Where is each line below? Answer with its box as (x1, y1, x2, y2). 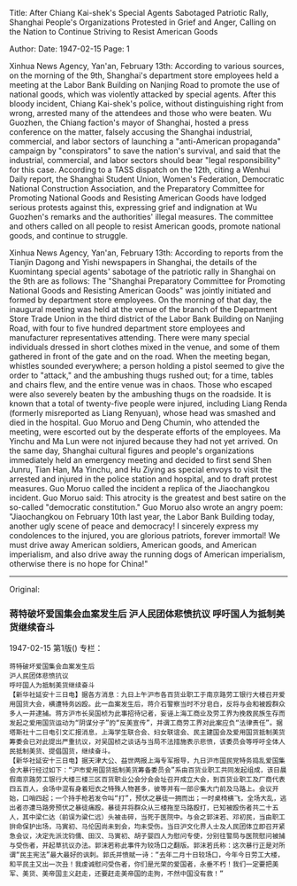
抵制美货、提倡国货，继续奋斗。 (15, 747, 115, 757)
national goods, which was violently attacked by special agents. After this (9, 89, 277, 99)
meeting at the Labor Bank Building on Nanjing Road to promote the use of (9, 80, 280, 90)
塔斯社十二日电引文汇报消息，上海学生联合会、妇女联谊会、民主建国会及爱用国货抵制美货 (9, 728, 286, 737)
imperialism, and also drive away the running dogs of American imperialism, (9, 549, 286, 560)
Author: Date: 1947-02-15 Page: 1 (9, 43, 130, 54)
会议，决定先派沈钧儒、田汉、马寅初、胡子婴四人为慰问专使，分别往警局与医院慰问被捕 (15, 832, 286, 841)
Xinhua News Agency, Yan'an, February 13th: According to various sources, (9, 61, 285, 71)
